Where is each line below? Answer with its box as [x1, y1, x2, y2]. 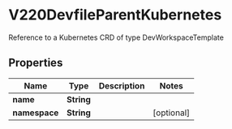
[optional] [153, 107, 191, 118]
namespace [12, 107, 59, 118]
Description [98, 80, 145, 91]
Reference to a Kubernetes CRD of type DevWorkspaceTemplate [8, 32, 225, 42]
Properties [8, 56, 63, 70]
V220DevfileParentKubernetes [8, 6, 222, 24]
